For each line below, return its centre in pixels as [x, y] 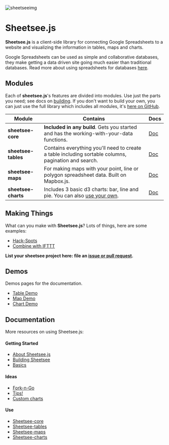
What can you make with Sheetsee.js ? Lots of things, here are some [76, 226]
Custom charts [28, 398]
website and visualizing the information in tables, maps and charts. [74, 47]
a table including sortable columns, [85, 154]
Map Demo [24, 298]
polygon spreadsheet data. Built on [85, 175]
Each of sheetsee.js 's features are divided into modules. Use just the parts [83, 95]
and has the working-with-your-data [89, 133]
